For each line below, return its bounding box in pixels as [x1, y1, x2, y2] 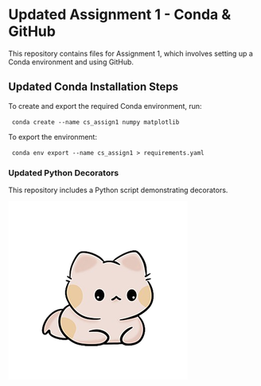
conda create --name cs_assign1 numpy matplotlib [11, 118, 180, 126]
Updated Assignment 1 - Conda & [8, 6, 232, 24]
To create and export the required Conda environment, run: [8, 101, 202, 110]
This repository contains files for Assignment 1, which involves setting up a [8, 48, 253, 58]
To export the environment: [8, 132, 98, 141]
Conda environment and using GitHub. [8, 57, 134, 67]
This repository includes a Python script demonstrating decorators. [8, 185, 228, 195]
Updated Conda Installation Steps [8, 80, 179, 94]
